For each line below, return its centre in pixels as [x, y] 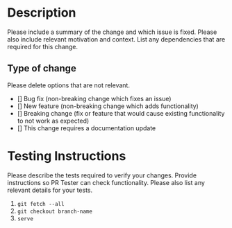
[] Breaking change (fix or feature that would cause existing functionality [121, 113]
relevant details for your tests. [50, 190]
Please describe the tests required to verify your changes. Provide [102, 175]
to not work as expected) [53, 121]
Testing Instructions [67, 156]
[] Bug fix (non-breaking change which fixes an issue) [94, 98]
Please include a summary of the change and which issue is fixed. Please [112, 32]
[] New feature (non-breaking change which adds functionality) [108, 106]
